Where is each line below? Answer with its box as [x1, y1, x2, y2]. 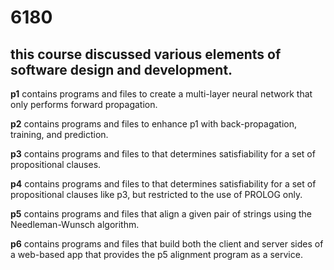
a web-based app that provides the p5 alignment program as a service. [10, 249, 303, 260]
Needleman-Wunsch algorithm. [10, 219, 140, 230]
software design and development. [10, 61, 233, 78]
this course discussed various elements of [10, 46, 282, 63]
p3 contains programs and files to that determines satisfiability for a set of [10, 148, 316, 160]
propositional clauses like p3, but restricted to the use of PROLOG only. [10, 189, 303, 200]
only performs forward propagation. [10, 99, 158, 110]
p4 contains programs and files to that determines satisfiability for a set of [10, 178, 317, 190]
